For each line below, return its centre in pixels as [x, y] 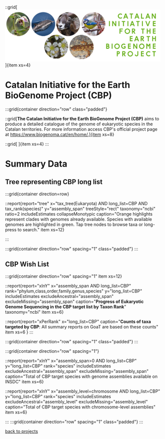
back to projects [22, 431]
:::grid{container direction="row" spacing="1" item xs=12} [64, 276]
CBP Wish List [27, 264]
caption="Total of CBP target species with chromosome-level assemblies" [81, 407]
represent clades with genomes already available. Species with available [79, 219]
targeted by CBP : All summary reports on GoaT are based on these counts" [82, 327]
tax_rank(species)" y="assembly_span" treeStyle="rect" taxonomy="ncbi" [80, 209]
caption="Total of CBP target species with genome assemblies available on [81, 376]
